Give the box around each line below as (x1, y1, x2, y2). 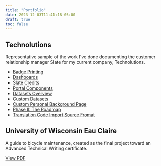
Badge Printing (12, 69, 44, 75)
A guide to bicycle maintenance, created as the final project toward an (5, 140, 151, 146)
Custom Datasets (12, 96, 49, 102)
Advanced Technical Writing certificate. (5, 145, 87, 151)
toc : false (5, 21, 28, 27)
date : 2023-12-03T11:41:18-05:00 (5, 12, 76, 17)
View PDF (5, 155, 26, 161)
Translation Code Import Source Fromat (12, 112, 95, 118)
